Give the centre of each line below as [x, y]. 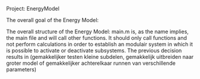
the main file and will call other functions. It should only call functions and [96, 38]
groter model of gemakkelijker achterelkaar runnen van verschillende [91, 63]
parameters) [21, 69]
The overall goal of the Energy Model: [53, 20]
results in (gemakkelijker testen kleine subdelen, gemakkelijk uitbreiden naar [100, 57]
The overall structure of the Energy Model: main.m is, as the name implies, [98, 31]
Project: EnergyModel [33, 9]
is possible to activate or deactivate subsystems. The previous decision [94, 50]
